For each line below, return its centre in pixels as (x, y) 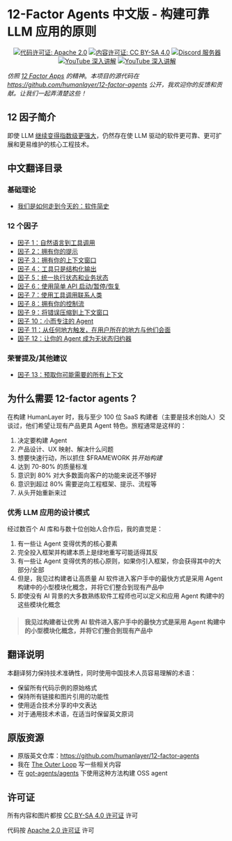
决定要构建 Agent (42, 440)
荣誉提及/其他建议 (37, 358)
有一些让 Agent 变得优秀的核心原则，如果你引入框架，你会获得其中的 (116, 561)
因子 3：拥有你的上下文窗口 (57, 260)
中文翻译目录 (35, 168)
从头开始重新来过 (42, 493)
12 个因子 (23, 226)
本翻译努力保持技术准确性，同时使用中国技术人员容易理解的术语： (102, 672)
